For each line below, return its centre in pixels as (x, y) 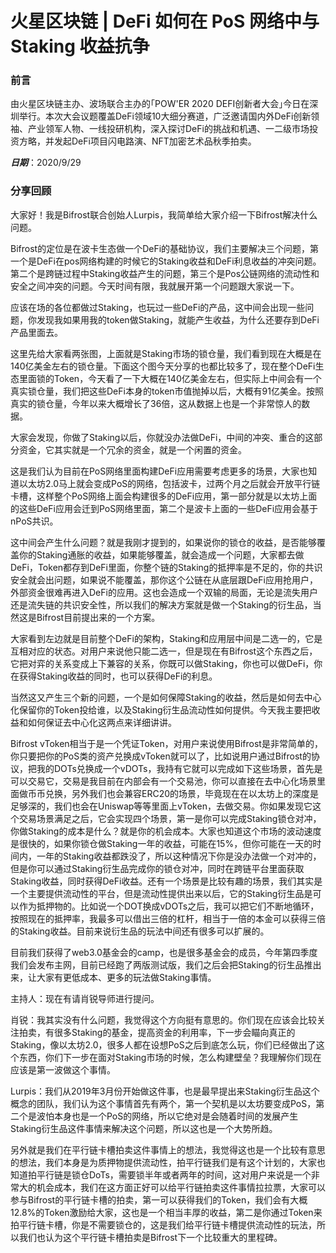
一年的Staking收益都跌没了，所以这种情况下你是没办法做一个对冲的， (179, 856)
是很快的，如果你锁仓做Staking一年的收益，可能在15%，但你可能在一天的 (161, 843)
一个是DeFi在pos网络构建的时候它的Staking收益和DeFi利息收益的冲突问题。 (166, 261)
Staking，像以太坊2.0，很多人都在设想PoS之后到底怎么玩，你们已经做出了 (163, 1044)
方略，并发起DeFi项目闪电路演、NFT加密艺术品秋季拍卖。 (137, 141)
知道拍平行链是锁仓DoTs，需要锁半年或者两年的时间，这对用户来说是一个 (161, 1174)
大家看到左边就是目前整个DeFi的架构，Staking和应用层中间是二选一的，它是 (166, 638)
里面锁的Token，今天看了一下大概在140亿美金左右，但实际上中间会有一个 (170, 378)
